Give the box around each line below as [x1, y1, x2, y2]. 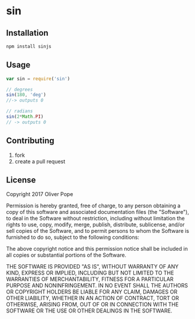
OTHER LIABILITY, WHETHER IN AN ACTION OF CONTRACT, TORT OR [6, 295, 179, 302]
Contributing [6, 135, 55, 146]
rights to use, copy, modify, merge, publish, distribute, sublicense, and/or [6, 221, 185, 228]
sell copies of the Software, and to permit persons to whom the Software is [6, 228, 190, 235]
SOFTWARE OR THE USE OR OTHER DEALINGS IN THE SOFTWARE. [6, 307, 172, 314]
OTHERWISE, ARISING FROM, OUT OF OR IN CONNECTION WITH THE [6, 301, 179, 308]
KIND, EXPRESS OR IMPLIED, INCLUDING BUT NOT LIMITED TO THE [6, 269, 174, 277]
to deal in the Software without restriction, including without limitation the [6, 215, 185, 222]
